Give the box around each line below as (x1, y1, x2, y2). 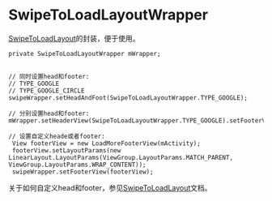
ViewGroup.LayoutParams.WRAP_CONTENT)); (8, 160, 147, 169)
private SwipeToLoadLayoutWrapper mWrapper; (8, 49, 161, 58)
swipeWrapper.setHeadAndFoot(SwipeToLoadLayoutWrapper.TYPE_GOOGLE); (8, 93, 249, 102)
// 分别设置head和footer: (8, 109, 90, 118)
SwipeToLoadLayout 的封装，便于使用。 (8, 33, 140, 43)
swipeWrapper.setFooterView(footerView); (11, 168, 154, 176)
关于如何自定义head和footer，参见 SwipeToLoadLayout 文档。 (8, 182, 212, 192)
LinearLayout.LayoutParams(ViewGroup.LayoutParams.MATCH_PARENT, (8, 153, 233, 161)
